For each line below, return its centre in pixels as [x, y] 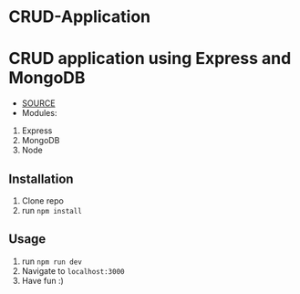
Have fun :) [43, 280]
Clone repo [43, 200]
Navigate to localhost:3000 [73, 270]
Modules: [39, 113]
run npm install [52, 210]
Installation [41, 178]
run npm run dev [52, 261]
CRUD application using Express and [150, 59]
